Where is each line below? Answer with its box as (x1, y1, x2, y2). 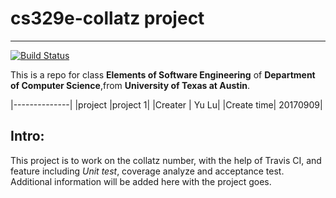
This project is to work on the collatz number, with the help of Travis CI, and (10, 154, 322, 166)
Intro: (10, 128, 45, 145)
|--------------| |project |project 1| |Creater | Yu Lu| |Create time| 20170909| (10, 98, 323, 111)
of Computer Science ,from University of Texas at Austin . (10, 79, 250, 91)
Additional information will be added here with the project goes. (10, 175, 272, 187)
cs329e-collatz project (10, 7, 205, 30)
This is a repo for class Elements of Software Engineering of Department (10, 68, 316, 81)
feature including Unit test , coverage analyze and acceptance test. (10, 165, 285, 177)
